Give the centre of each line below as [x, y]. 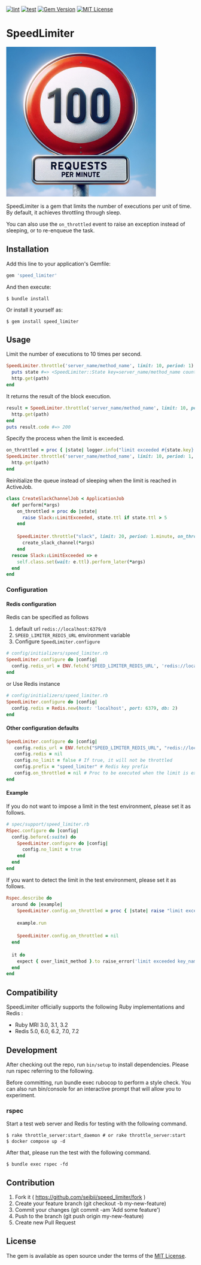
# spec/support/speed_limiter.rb [48, 824]
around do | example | [37, 904]
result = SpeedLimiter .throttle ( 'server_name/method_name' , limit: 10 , [97, 408]
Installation [28, 249]
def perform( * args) [36, 505]
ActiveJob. [19, 487]
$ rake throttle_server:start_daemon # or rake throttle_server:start [96, 1136]
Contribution [31, 1183]
